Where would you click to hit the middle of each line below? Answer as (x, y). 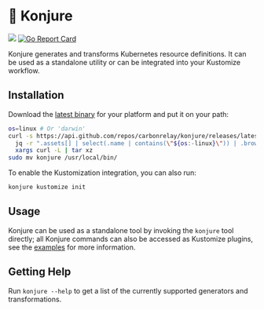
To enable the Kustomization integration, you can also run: (102, 173)
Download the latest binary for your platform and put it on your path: (119, 114)
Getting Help (40, 272)
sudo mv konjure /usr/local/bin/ (63, 158)
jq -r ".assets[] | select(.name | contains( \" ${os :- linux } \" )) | (126, 143)
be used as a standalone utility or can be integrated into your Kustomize (125, 62)
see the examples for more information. (72, 247)
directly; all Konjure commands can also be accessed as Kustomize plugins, (131, 239)
